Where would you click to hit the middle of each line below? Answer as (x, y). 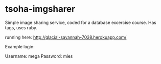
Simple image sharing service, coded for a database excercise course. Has (81, 22)
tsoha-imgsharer (40, 9)
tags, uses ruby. (21, 27)
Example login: (20, 46)
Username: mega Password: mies (39, 56)
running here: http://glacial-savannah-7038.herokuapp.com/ (66, 37)
